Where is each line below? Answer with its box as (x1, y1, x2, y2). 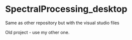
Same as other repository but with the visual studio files (5, 20, 120, 26)
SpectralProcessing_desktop (5, 3, 128, 15)
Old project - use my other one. (5, 29, 70, 35)
